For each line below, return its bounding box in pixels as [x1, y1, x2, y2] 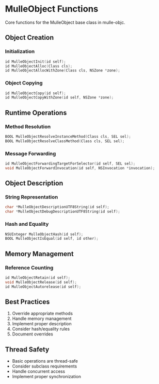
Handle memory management [12, 316, 72, 321]
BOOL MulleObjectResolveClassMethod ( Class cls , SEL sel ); [5, 138, 125, 144]
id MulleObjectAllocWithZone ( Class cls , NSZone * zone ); [5, 68, 120, 73]
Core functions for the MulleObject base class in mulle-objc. [5, 19, 125, 25]
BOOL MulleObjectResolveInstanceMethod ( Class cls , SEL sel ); [5, 134, 131, 139]
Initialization [5, 48, 35, 55]
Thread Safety [5, 345, 49, 353]
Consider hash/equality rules [12, 326, 70, 332]
